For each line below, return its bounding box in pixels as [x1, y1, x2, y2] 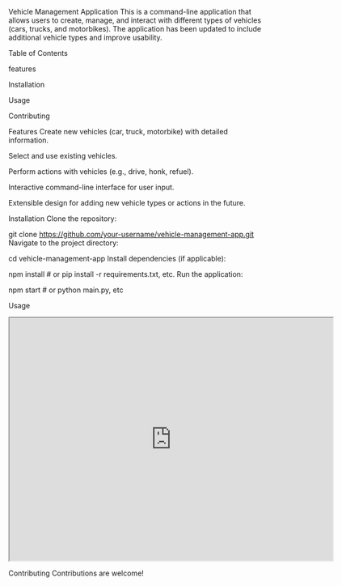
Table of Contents [8, 49, 69, 57]
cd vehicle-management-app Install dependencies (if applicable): [8, 254, 226, 263]
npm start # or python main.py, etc [8, 285, 124, 295]
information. [8, 135, 49, 145]
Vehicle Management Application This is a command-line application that [8, 7, 252, 16]
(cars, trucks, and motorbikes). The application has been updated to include [8, 24, 261, 33]
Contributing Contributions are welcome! [8, 568, 144, 578]
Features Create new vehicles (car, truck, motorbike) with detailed [8, 127, 228, 136]
